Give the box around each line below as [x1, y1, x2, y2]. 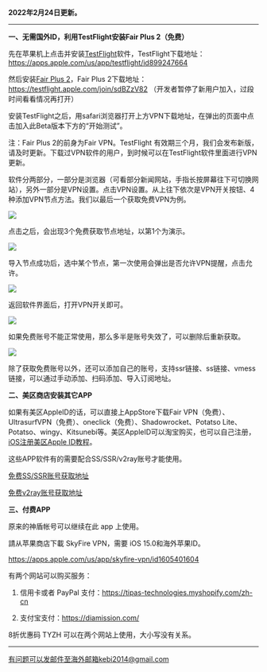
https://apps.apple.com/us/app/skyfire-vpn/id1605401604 [8, 554, 199, 564]
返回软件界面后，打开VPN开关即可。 [8, 300, 128, 309]
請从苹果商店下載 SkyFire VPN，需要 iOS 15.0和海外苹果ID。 [8, 538, 205, 548]
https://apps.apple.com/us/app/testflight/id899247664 [8, 58, 188, 67]
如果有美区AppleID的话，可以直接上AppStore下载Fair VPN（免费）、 [8, 407, 230, 417]
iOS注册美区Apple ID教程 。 [8, 437, 97, 446]
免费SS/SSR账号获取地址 [8, 471, 89, 480]
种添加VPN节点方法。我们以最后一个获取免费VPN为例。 [8, 195, 191, 204]
